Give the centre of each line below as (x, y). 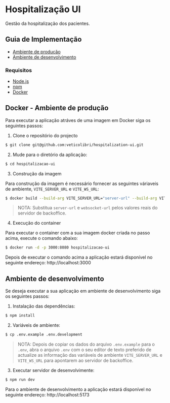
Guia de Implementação (44, 39)
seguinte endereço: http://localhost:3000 (48, 263)
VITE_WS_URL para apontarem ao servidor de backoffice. (75, 360)
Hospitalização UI (43, 9)
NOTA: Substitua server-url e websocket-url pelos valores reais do (88, 208)
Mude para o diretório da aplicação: (50, 154)
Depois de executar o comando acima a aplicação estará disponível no (79, 257)
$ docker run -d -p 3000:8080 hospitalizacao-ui (57, 247)
